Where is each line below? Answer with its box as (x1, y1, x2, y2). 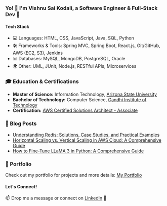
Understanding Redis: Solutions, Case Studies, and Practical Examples (12, 132, 160, 138)
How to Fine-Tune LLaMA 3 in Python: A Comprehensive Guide (12, 148, 144, 154)
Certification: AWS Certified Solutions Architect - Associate (12, 107, 138, 113)
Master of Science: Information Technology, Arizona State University (12, 91, 157, 98)
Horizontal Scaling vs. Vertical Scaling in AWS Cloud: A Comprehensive (12, 137, 162, 143)
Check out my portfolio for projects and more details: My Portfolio (5, 172, 142, 178)
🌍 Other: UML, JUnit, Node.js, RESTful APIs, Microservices (12, 63, 137, 69)
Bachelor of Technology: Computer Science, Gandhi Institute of (12, 97, 147, 103)
